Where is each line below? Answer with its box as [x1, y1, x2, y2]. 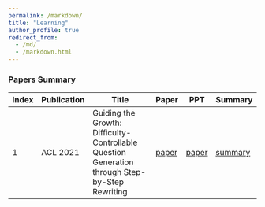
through [91, 167, 122, 178]
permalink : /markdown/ [8, 11, 83, 20]
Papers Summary [8, 74, 77, 85]
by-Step [91, 176, 125, 187]
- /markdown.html [15, 48, 73, 56]
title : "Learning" [8, 19, 69, 27]
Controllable [91, 137, 138, 148]
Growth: [91, 117, 122, 128]
